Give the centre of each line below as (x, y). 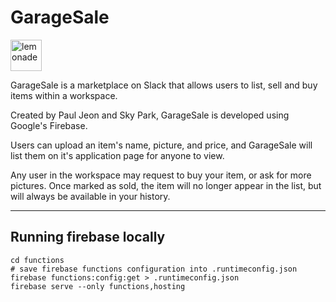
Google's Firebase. (49, 125)
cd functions (37, 260)
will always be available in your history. (90, 196)
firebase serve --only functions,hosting (98, 286)
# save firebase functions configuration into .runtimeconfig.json (154, 269)
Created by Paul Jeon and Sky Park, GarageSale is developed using (150, 115)
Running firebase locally (88, 237)
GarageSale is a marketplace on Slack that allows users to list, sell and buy (164, 85)
